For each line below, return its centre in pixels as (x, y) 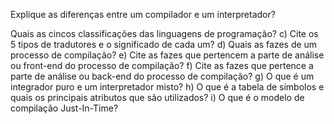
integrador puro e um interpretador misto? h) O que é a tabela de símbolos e (167, 87)
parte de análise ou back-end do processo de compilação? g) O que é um (162, 76)
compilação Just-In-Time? (64, 108)
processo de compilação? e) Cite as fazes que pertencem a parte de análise (167, 55)
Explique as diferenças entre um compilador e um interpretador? (143, 14)
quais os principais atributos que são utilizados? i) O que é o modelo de (157, 97)
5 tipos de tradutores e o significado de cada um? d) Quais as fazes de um (164, 44)
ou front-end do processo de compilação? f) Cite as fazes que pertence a (162, 65)
